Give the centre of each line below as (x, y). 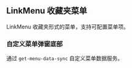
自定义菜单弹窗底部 (35, 44)
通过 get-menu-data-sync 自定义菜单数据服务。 (65, 58)
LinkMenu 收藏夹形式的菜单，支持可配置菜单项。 (68, 27)
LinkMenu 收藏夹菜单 (47, 11)
